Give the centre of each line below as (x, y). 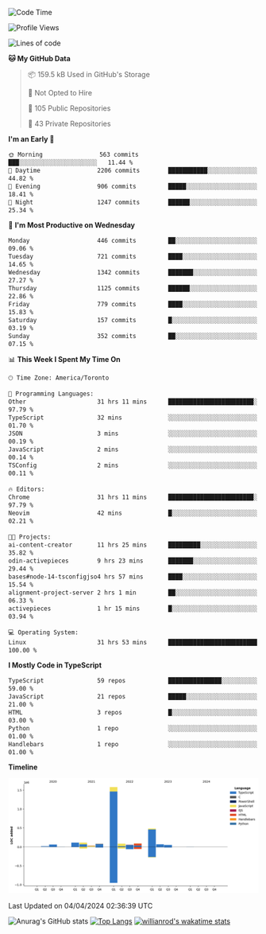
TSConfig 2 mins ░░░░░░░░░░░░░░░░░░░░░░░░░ (133, 465)
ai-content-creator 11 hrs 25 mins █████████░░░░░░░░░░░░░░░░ (133, 545)
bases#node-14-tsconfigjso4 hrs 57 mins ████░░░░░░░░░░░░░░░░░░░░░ (133, 577)
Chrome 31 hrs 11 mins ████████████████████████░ (133, 497)
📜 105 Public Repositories (69, 108)
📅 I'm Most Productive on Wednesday (71, 225)
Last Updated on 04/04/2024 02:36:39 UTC (81, 906)
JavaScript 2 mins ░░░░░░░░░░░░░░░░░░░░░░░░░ (133, 449)
